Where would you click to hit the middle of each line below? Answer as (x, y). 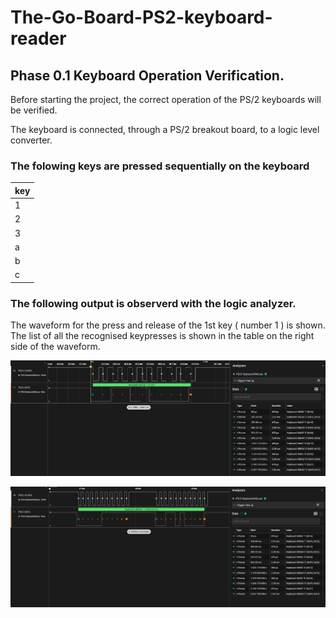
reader (38, 38)
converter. (31, 140)
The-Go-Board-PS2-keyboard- (141, 17)
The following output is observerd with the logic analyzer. (153, 303)
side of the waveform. (55, 347)
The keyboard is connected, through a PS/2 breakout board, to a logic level (165, 129)
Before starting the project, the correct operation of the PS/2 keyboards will (166, 99)
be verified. (34, 110)
